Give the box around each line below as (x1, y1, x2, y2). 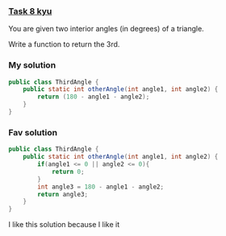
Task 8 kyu (8, 6, 52, 17)
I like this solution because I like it (8, 220, 119, 230)
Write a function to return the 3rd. (8, 39, 120, 49)
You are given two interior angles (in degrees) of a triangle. (8, 24, 204, 34)
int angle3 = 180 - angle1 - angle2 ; (37, 183, 164, 191)
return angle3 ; (37, 190, 89, 198)
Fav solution (8, 126, 58, 138)
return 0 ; (51, 168, 85, 176)
